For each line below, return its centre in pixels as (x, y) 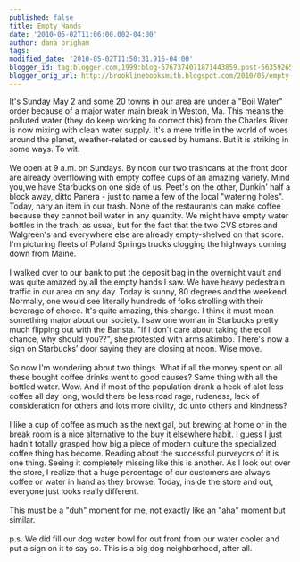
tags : (19, 51)
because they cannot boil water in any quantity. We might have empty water (149, 215)
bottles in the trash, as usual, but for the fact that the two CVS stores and (144, 225)
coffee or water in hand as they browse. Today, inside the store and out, (142, 481)
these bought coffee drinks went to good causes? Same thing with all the (144, 377)
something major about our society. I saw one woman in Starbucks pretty (144, 319)
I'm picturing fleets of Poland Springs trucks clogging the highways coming (148, 243)
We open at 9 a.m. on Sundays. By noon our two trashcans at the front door (149, 167)
